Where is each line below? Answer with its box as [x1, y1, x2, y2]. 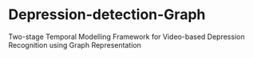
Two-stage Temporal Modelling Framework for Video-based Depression [8, 32, 245, 41]
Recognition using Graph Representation [8, 40, 142, 49]
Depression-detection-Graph [8, 6, 206, 24]
